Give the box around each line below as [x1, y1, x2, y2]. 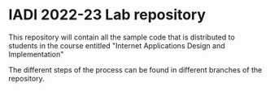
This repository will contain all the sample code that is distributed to [8, 32, 236, 42]
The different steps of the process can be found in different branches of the [8, 64, 263, 74]
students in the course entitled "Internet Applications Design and [8, 40, 225, 50]
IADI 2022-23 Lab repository [8, 6, 206, 24]
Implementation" [8, 49, 64, 59]
